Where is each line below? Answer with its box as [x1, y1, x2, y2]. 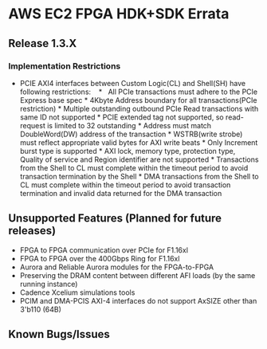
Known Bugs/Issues [8, 327, 110, 341]
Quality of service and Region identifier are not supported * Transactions [19, 155, 259, 164]
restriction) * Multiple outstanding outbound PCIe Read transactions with [19, 104, 259, 113]
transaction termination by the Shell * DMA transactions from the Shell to [19, 171, 259, 181]
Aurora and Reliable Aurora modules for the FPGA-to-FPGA [19, 262, 214, 272]
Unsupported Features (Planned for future [8, 212, 222, 225]
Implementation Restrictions [8, 61, 121, 72]
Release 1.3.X [8, 37, 77, 50]
